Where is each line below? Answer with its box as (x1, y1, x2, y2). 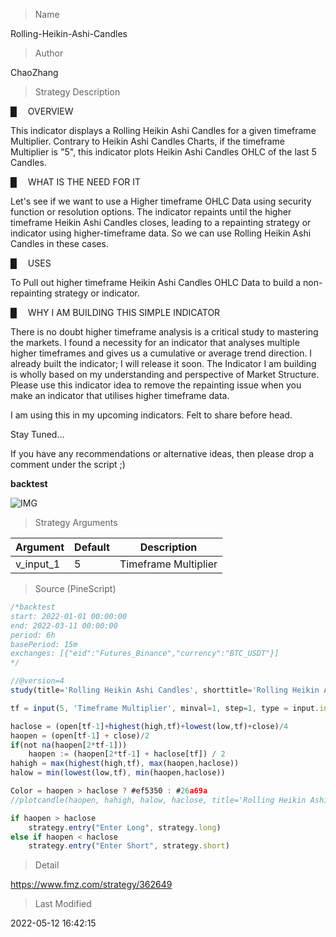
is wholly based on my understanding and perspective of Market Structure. (10, 369, 320, 380)
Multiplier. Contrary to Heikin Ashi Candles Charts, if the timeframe (10, 135, 286, 147)
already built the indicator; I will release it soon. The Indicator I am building (10, 358, 317, 369)
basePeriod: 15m (10, 639, 78, 649)
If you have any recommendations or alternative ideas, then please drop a (10, 448, 315, 459)
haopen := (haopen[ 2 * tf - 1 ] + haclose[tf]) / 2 (28, 749, 226, 759)
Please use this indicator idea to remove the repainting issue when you (10, 379, 302, 391)
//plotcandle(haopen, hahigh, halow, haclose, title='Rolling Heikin (10, 795, 307, 805)
